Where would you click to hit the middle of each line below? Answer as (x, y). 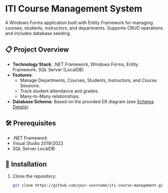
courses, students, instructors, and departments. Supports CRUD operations (84, 28)
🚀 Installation (26, 164)
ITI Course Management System (74, 9)
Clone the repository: (34, 176)
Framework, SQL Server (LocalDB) (48, 69)
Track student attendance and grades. (59, 91)
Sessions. (30, 85)
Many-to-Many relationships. (50, 96)
